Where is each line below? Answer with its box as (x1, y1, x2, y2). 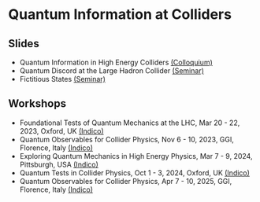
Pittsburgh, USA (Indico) (19, 160, 98, 169)
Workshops (8, 97, 67, 111)
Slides (8, 37, 39, 50)
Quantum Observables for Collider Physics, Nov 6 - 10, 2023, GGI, (19, 134, 235, 144)
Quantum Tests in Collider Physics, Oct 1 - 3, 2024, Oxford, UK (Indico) (19, 167, 251, 178)
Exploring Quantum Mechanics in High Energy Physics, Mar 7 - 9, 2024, (19, 151, 253, 160)
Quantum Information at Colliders (8, 6, 232, 24)
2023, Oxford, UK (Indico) (19, 126, 104, 135)
